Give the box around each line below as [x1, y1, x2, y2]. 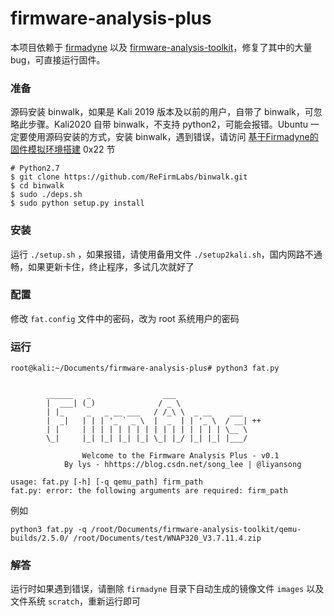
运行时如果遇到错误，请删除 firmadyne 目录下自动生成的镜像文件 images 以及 [10, 583, 325, 595]
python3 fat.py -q [10, 525, 87, 535]
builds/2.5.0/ [10, 533, 70, 544]
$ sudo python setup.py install [10, 198, 145, 209]
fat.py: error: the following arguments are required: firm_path [10, 486, 288, 496]
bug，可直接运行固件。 [10, 53, 106, 66]
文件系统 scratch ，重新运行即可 [10, 595, 142, 607]
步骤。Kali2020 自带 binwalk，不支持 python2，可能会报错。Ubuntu [27, 118, 309, 131]
